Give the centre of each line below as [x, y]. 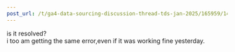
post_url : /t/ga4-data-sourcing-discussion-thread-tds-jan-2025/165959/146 [120, 14]
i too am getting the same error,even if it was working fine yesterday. [106, 41]
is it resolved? [27, 33]
